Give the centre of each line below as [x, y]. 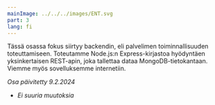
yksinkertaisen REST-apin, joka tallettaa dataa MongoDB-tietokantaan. [108, 61]
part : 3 [18, 20]
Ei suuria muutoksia [45, 95]
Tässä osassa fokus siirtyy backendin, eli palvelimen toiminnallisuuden [108, 47]
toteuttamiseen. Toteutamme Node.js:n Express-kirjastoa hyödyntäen [106, 54]
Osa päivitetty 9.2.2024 [41, 82]
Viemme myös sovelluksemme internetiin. [67, 68]
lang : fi [20, 26]
